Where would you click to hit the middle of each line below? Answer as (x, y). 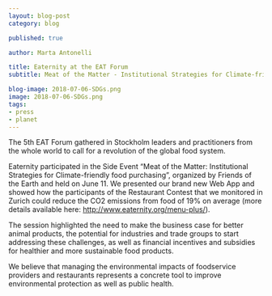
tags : (17, 104)
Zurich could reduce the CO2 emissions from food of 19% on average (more (135, 201)
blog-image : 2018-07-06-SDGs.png (65, 90)
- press (21, 112)
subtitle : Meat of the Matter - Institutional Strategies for (115, 75)
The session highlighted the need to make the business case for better (126, 225)
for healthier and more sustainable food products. (91, 251)
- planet (23, 119)
